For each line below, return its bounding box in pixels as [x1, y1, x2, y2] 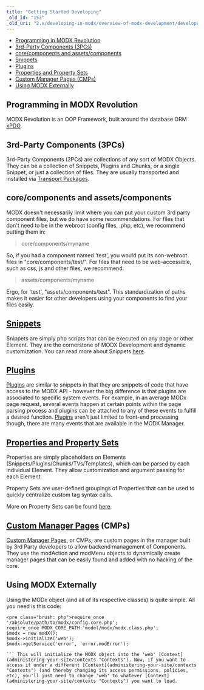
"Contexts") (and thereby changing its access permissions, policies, [6, 667, 189, 674]
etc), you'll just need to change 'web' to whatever [6, 672, 143, 678]
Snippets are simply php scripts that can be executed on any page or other [6, 334, 194, 342]
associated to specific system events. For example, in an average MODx [6, 394, 187, 401]
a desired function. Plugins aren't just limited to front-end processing [6, 413, 179, 421]
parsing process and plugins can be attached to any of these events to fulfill [6, 407, 197, 414]
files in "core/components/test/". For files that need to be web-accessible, [6, 258, 192, 265]
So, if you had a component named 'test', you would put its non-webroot [6, 251, 188, 259]
